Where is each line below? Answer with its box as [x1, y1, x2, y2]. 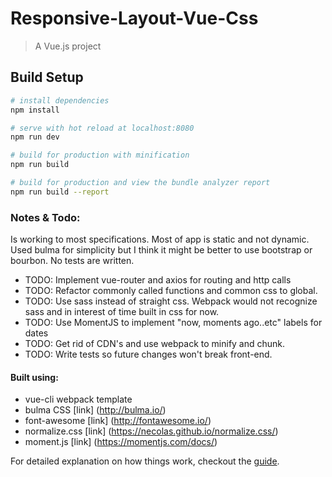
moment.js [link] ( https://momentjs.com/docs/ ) [24, 436, 218, 448]
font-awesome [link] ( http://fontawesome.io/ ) [24, 415, 212, 427]
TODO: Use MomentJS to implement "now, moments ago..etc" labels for [24, 317, 323, 329]
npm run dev [10, 132, 60, 142]
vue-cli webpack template [24, 393, 133, 406]
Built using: [10, 371, 59, 383]
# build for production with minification [10, 150, 190, 161]
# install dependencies [10, 95, 110, 106]
